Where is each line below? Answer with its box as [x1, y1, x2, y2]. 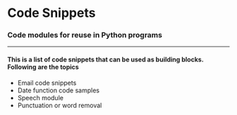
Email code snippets [17, 78, 77, 87]
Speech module [17, 93, 63, 102]
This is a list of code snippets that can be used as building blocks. [7, 55, 204, 64]
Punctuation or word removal [17, 101, 102, 109]
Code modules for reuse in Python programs [7, 30, 162, 40]
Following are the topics [7, 63, 79, 71]
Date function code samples [17, 86, 100, 95]
